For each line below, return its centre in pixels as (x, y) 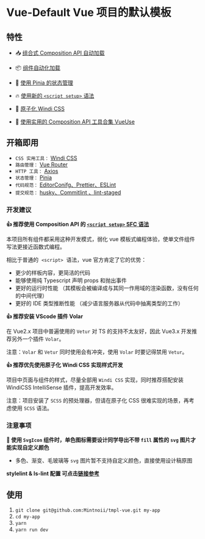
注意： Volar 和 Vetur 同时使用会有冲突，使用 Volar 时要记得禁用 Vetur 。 (97, 352)
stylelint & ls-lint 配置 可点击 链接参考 (53, 474)
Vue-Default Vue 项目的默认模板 (89, 13)
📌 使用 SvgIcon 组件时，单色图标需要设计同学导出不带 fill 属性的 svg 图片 (99, 440)
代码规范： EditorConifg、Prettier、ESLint (66, 185)
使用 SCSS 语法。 (32, 408)
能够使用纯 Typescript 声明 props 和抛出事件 (71, 281)
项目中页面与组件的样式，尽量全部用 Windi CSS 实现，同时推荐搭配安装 (95, 380)
